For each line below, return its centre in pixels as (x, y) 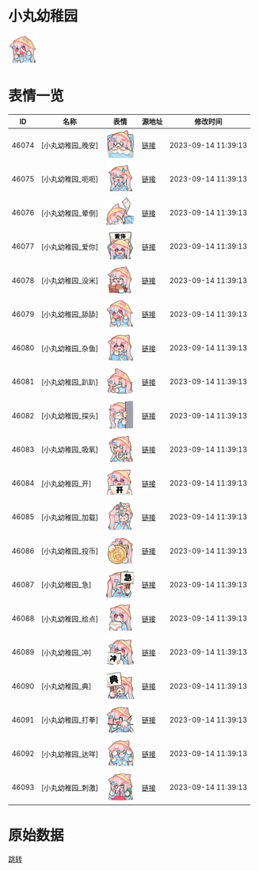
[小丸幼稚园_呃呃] (70, 179)
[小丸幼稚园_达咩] (70, 754)
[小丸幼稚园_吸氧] (70, 449)
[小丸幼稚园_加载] (70, 517)
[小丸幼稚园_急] (66, 585)
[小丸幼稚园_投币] (70, 551)
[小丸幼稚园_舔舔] (70, 315)
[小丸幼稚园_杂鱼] (70, 348)
